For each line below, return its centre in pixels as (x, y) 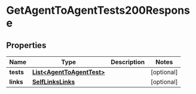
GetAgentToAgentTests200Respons (98, 10)
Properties (26, 45)
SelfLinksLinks (53, 82)
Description (128, 62)
